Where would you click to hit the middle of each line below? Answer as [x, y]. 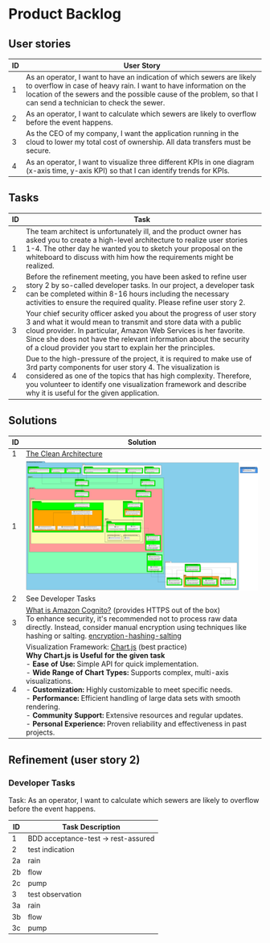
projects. [41, 732]
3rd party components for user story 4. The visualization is [123, 368]
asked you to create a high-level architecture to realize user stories [137, 240]
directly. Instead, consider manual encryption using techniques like [137, 627]
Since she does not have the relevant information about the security [138, 340]
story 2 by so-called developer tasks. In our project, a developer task [140, 285]
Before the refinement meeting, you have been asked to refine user [137, 276]
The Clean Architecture [64, 454]
